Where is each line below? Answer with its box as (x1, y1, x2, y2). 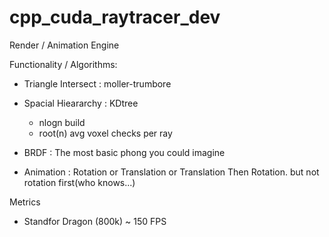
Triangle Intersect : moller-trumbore (23, 77, 172, 90)
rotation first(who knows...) (23, 176, 136, 188)
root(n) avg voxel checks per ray (38, 127, 173, 139)
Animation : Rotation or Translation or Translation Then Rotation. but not (23, 166, 320, 178)
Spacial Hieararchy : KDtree (23, 97, 139, 109)
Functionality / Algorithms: (9, 58, 118, 70)
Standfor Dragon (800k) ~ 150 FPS (23, 215, 167, 227)
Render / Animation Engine (9, 39, 120, 51)
